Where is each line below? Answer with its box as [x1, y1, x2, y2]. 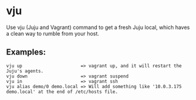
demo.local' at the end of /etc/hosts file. [6, 89, 118, 95]
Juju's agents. [6, 68, 44, 74]
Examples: [6, 47, 46, 57]
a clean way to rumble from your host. [6, 30, 100, 37]
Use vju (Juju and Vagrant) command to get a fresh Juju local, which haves [6, 24, 190, 31]
